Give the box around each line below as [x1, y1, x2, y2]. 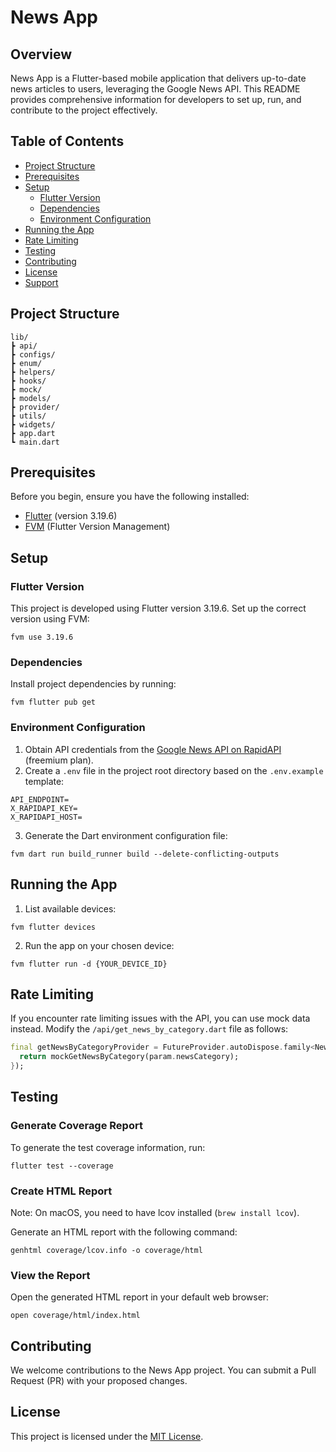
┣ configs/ [10, 349, 56, 360]
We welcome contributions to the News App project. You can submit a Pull [10, 1364, 317, 1376]
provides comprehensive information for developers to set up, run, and [10, 94, 302, 105]
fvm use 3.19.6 [10, 632, 74, 643]
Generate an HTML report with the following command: [10, 1226, 238, 1238]
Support [24, 276, 59, 288]
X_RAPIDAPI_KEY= [10, 803, 78, 813]
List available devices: [24, 902, 117, 915]
